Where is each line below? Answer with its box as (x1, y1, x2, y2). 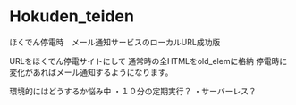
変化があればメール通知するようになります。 (9, 67, 173, 77)
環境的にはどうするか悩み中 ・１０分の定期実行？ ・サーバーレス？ (9, 85, 257, 96)
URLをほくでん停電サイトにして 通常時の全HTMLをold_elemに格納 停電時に (9, 55, 288, 66)
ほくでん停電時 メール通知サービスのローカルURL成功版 (9, 36, 221, 47)
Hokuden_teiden (9, 6, 134, 27)
